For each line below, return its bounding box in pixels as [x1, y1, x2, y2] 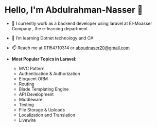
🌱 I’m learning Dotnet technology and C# [11, 35, 93, 41]
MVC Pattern [18, 65, 45, 71]
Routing [18, 81, 35, 87]
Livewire [18, 117, 36, 123]
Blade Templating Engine [18, 86, 69, 92]
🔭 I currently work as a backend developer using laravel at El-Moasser [11, 20, 153, 26]
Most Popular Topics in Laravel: [11, 56, 77, 62]
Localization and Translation [18, 112, 76, 118]
